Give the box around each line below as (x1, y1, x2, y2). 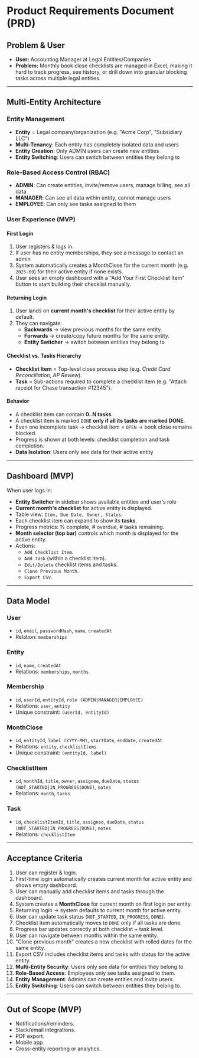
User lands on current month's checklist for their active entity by (15, 307, 175, 314)
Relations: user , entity (15, 702, 70, 709)
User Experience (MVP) (6, 215, 76, 223)
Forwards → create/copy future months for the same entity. (24, 332, 170, 339)
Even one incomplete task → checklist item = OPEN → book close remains (15, 423, 193, 430)
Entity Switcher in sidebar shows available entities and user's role (15, 498, 177, 505)
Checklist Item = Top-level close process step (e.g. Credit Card (15, 365, 171, 373)
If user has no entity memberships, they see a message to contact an (15, 249, 184, 256)
